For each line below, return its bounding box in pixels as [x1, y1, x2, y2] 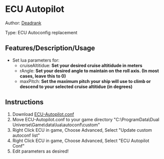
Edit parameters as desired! [12, 148, 69, 154]
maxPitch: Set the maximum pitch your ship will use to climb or [19, 78, 151, 84]
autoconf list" [12, 132, 40, 138]
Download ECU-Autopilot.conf [12, 111, 74, 117]
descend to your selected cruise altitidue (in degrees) [19, 83, 133, 89]
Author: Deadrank [5, 20, 42, 26]
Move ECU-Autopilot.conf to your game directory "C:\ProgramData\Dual [12, 116, 160, 122]
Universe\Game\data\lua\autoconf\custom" [12, 122, 100, 128]
